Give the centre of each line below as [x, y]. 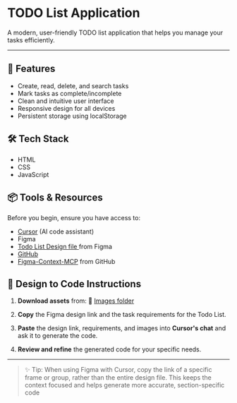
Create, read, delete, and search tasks [73, 85]
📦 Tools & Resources [55, 197]
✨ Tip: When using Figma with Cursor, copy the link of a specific [118, 370]
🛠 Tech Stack [38, 139]
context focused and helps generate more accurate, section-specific [124, 385]
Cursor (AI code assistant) [55, 231]
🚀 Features [31, 69]
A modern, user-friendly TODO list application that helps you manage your [115, 32]
